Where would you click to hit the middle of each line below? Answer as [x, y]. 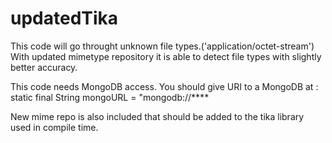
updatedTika [64, 18]
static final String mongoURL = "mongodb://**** [110, 97]
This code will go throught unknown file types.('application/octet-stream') [162, 46]
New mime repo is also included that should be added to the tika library [157, 116]
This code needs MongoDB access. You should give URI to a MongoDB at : [164, 86]
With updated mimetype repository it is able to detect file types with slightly [166, 56]
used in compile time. [54, 127]
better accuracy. [44, 67]
